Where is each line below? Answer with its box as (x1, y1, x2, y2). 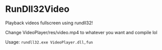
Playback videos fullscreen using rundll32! (5, 20, 93, 26)
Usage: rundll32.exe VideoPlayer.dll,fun (5, 39, 93, 45)
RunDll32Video (5, 3, 70, 15)
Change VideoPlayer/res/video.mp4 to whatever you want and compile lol (5, 29, 157, 35)
